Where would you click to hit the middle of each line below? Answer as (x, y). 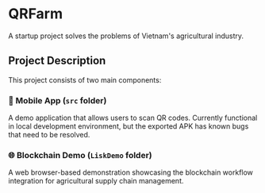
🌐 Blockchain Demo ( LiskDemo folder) (80, 155)
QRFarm (36, 14)
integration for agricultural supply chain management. (96, 181)
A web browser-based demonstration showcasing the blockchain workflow (131, 172)
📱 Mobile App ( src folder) (58, 100)
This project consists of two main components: (85, 79)
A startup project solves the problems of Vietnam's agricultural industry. (126, 36)
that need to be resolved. (49, 135)
